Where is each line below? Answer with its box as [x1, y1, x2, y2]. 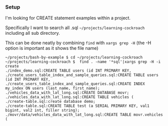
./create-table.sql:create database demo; [5, 99, 96, 104]
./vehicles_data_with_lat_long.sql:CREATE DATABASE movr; [5, 90, 129, 95]
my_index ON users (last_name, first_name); [5, 86, 100, 91]
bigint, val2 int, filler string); [5, 108, 80, 113]
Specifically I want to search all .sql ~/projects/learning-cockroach [5, 25, 145, 31]
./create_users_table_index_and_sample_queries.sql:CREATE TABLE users [5, 73, 158, 78]
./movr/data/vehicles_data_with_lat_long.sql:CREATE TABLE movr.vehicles [5, 112, 163, 117]
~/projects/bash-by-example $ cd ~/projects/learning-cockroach [5, 55, 143, 60]
